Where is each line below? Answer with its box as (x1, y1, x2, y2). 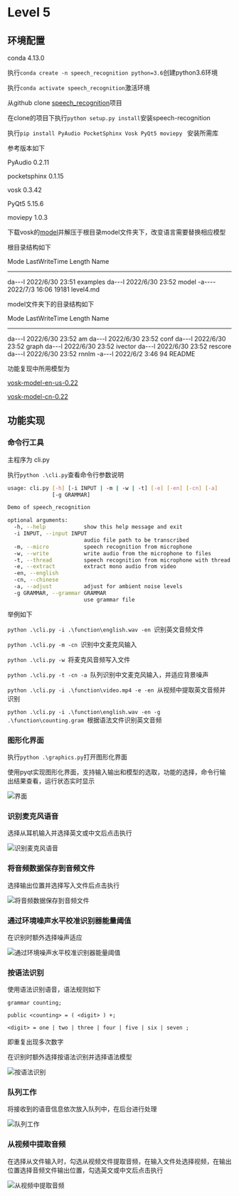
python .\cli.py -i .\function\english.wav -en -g (7, 708, 161, 715)
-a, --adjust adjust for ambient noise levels (14, 583, 183, 590)
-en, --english (14, 570, 59, 577)
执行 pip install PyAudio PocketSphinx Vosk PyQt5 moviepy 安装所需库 (7, 129, 219, 137)
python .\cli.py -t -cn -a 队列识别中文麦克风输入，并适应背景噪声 (7, 670, 209, 679)
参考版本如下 (7, 144, 45, 152)
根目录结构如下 (7, 243, 51, 251)
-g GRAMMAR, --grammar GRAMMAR (14, 589, 107, 597)
